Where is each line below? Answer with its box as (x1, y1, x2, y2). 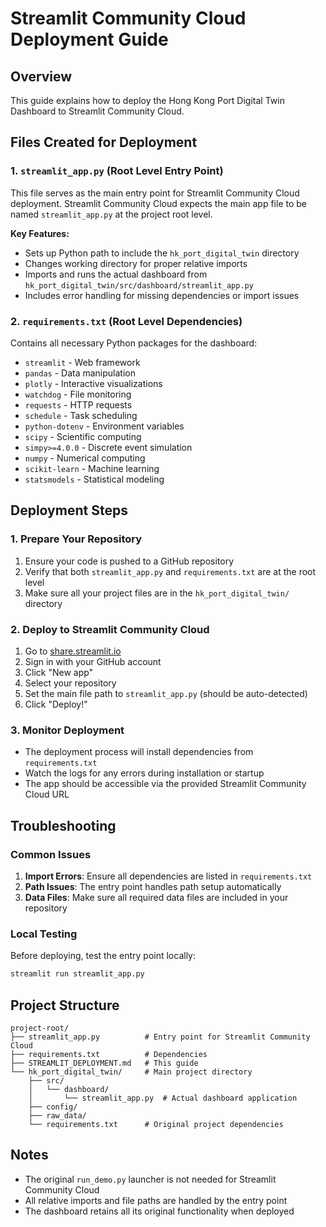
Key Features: (10, 227, 70, 239)
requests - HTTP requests (24, 398, 133, 411)
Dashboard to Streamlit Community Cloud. (10, 105, 185, 117)
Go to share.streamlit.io (24, 645, 122, 657)
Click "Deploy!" (24, 698, 88, 710)
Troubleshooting (10, 817, 117, 834)
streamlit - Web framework (24, 356, 141, 368)
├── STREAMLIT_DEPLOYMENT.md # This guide (10, 1058, 199, 1068)
